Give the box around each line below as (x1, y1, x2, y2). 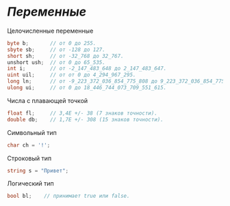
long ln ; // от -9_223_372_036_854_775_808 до (7, 78, 157, 85)
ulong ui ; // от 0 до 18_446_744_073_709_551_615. (7, 85, 167, 91)
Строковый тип (7, 154, 52, 162)
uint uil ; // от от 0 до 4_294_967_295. (7, 72, 136, 78)
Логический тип (7, 179, 55, 188)
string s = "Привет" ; (7, 167, 69, 174)
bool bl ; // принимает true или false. (7, 192, 130, 200)
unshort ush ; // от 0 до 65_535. (7, 59, 106, 65)
